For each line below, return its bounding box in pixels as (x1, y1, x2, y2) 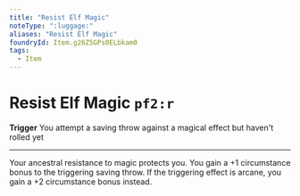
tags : (9, 46, 29, 55)
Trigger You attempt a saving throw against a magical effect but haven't (9, 122, 274, 133)
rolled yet (9, 131, 45, 143)
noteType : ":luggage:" (9, 21, 94, 30)
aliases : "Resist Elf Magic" (9, 29, 118, 38)
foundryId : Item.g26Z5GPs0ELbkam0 (9, 37, 138, 47)
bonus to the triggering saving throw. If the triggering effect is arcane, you (9, 167, 282, 177)
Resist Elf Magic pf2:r (9, 93, 175, 113)
